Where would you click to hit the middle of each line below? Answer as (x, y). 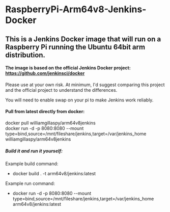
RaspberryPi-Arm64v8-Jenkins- (76, 9)
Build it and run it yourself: (34, 151)
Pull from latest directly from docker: (45, 112)
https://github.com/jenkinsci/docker (45, 73)
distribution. (25, 55)
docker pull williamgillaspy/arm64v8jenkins (50, 123)
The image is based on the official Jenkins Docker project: (68, 68)
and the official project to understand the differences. (61, 90)
